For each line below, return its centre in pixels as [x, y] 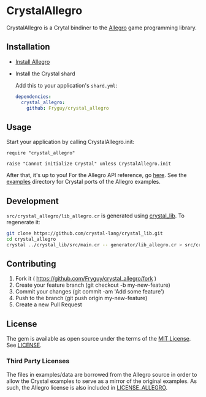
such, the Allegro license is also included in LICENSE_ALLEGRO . [87, 387]
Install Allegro [32, 61]
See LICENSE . [24, 345]
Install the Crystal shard [45, 74]
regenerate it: [24, 222]
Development [33, 201]
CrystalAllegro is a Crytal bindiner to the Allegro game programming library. [102, 28]
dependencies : [33, 96]
